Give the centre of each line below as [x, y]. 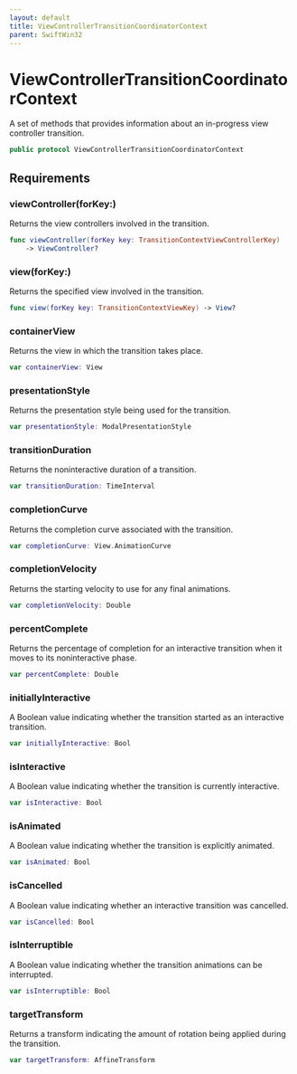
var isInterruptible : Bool [60, 991]
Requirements [50, 178]
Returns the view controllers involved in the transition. [109, 223]
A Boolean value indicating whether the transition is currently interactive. [144, 786]
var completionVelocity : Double [70, 605]
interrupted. [32, 974]
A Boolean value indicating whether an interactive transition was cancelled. [149, 905]
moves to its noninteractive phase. [73, 658]
